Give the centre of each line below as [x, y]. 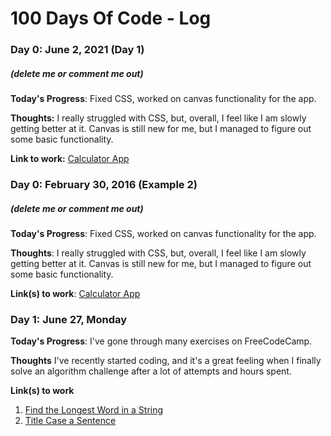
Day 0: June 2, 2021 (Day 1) [77, 50]
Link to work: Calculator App [70, 159]
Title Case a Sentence [70, 421]
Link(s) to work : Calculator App [75, 293]
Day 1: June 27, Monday [69, 319]
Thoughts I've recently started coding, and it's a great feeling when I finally [166, 361]
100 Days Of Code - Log [111, 18]
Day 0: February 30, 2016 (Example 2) [104, 184]
